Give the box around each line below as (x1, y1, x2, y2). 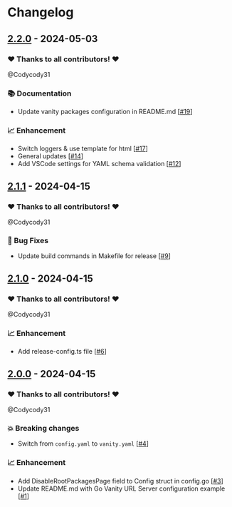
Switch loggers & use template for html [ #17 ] (17, 144, 148, 153)
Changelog (7, 4, 74, 21)
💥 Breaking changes (7, 424, 80, 434)
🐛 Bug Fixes (7, 236, 48, 246)
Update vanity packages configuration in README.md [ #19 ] (17, 108, 193, 116)
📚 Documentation (7, 88, 72, 98)
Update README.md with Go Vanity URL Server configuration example (17, 484, 226, 493)
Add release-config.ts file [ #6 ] (17, 347, 107, 356)
